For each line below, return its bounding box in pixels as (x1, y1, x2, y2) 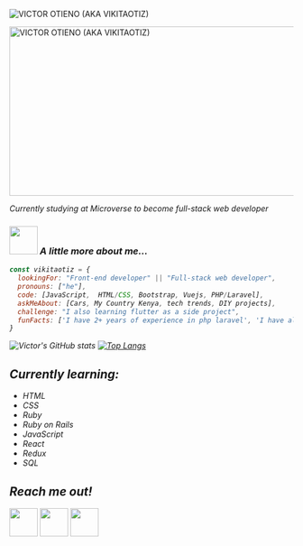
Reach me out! (9, 484, 93, 499)
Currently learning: (9, 366, 120, 382)
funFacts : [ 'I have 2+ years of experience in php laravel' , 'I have (17, 316, 284, 325)
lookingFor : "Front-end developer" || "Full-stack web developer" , (17, 273, 277, 283)
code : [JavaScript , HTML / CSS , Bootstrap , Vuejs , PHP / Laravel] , (17, 290, 264, 300)
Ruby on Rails (22, 420, 74, 430)
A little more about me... (39, 245, 149, 257)
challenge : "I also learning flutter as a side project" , (17, 307, 241, 316)
